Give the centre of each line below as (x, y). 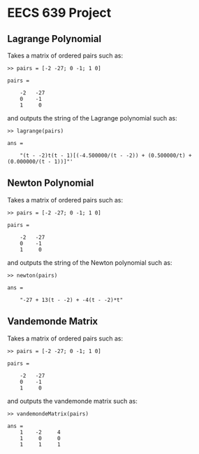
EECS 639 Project (59, 13)
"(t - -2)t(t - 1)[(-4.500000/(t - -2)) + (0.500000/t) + (106, 156)
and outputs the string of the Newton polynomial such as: (90, 262)
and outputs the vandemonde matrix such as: (72, 401)
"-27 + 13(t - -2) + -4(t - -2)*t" (72, 300)
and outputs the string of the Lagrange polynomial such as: (92, 118)
